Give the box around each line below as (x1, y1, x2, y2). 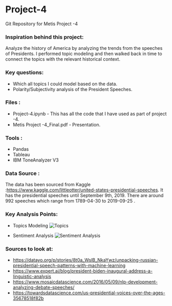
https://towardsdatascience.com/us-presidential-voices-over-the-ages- (12, 290, 165, 296)
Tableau (12, 152, 30, 158)
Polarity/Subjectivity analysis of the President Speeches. (12, 86, 132, 92)
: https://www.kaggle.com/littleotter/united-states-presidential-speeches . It (5, 187, 163, 193)
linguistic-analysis (12, 274, 51, 280)
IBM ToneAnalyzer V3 (12, 157, 59, 163)
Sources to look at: (5, 245, 53, 253)
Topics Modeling (12, 222, 48, 228)
